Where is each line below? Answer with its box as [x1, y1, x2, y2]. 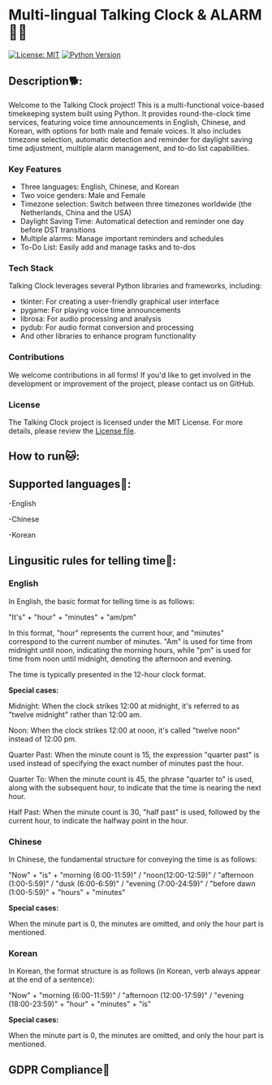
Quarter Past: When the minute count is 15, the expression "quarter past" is [8, 750, 260, 759]
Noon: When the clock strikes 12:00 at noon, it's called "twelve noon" [8, 725, 241, 735]
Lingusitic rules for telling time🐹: [8, 554, 177, 568]
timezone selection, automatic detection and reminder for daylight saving [8, 134, 253, 144]
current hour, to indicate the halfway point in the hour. [8, 815, 188, 825]
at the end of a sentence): [8, 975, 95, 984]
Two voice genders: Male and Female [19, 191, 146, 201]
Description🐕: [8, 75, 83, 89]
